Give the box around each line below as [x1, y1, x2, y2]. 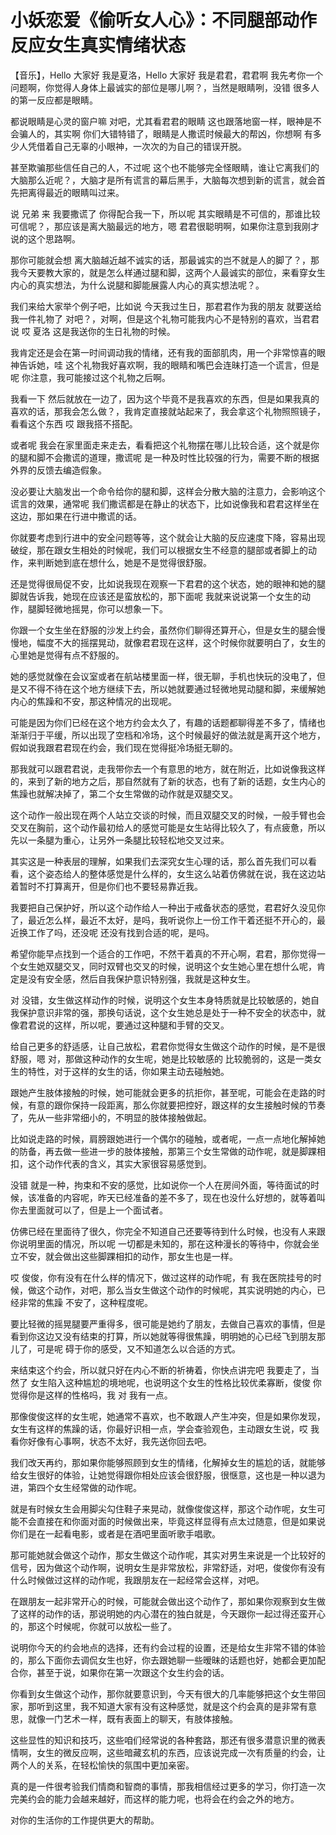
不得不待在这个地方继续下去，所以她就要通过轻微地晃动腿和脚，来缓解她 [27, 682, 326, 695]
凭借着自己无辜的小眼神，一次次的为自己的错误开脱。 [27, 140, 247, 152]
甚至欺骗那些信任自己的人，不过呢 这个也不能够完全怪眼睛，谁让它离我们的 [10, 161, 320, 173]
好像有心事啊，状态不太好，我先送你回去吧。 [27, 1435, 212, 1447]
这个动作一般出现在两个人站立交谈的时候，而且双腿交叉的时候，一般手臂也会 [10, 809, 326, 821]
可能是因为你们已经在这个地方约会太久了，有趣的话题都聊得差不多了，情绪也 [10, 716, 326, 728]
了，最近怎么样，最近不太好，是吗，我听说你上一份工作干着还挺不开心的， [10, 914, 317, 926]
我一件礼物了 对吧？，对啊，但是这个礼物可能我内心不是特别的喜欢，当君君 [10, 312, 320, 325]
